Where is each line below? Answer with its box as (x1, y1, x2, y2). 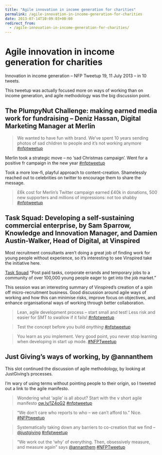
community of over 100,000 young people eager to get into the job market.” (5, 274, 157, 281)
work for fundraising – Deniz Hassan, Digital (5, 114, 141, 123)
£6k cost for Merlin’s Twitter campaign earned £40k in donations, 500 (17, 189, 158, 195)
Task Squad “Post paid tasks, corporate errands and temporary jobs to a (5, 269, 150, 275)
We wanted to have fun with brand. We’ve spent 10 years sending (17, 135, 148, 141)
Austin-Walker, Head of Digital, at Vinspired (5, 237, 140, 245)
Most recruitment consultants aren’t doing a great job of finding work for (5, 249, 150, 255)
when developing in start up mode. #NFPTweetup (17, 338, 117, 344)
